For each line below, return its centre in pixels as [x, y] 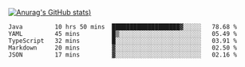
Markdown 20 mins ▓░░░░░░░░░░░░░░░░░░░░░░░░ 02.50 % [123, 48]
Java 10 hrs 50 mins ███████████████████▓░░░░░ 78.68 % [123, 27]
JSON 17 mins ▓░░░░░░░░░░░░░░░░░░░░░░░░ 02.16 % [123, 55]
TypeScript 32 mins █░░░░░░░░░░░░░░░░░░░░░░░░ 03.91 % [123, 41]
